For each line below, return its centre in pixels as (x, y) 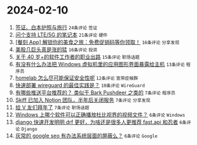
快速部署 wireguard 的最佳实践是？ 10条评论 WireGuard (80, 85)
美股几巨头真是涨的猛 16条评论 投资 (56, 49)
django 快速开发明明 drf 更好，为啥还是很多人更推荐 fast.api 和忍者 (97, 122)
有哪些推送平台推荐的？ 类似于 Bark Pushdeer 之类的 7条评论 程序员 (95, 93)
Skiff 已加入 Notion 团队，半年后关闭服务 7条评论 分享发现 (83, 100)
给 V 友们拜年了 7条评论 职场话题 (52, 107)
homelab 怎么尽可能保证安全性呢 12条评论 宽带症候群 (77, 78)
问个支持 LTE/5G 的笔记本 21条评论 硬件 (61, 34)
